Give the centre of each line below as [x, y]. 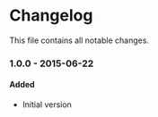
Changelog [51, 16]
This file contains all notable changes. [79, 40]
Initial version [47, 104]
